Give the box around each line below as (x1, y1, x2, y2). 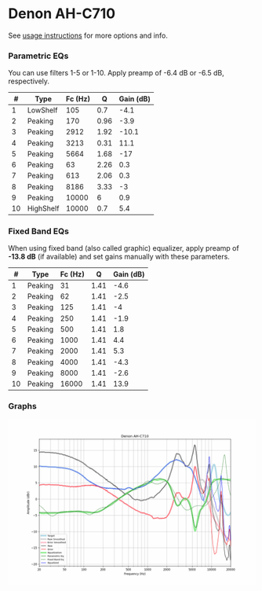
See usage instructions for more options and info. (8, 31, 169, 40)
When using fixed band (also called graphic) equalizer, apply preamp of (8, 244, 239, 253)
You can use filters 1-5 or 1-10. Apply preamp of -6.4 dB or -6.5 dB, (8, 68, 225, 78)
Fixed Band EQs (8, 226, 69, 237)
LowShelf (27, 105, 58, 115)
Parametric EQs (8, 50, 69, 61)
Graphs (8, 401, 37, 412)
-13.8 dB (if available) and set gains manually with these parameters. (8, 252, 230, 262)
